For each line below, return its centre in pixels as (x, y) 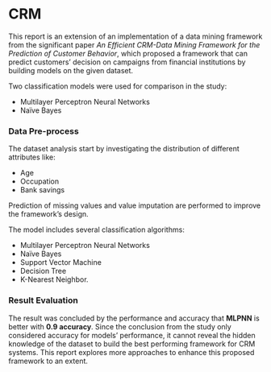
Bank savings (42, 190)
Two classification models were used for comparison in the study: (118, 86)
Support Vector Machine (61, 262)
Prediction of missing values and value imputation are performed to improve (135, 205)
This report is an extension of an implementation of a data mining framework (135, 36)
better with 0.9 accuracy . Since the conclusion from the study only (120, 326)
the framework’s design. (48, 214)
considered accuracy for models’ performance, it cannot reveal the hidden (132, 335)
